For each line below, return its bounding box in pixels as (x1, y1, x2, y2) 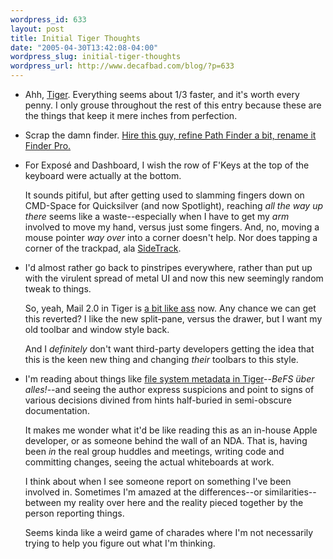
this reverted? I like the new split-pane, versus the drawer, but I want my (24, 313, 323, 325)
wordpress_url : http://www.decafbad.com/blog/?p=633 (10, 61, 235, 71)
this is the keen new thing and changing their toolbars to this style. (24, 354, 299, 365)
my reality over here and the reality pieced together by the (63, 497, 304, 508)
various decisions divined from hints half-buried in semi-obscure (24, 394, 292, 406)
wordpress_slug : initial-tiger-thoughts (10, 52, 182, 62)
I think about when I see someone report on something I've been (24, 476, 292, 487)
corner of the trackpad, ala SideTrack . (24, 242, 182, 254)
